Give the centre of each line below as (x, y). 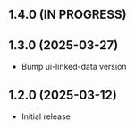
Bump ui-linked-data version (74, 67)
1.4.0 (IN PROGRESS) (67, 15)
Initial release (46, 116)
